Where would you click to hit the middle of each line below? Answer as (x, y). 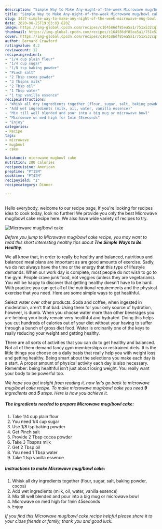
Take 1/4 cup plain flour (35, 416)
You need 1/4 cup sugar (35, 421)
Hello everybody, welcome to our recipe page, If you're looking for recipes (79, 208)
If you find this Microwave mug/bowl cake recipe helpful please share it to (79, 516)
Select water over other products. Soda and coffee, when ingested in (74, 302)
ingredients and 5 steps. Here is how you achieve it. (57, 393)
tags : (10, 136)
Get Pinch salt (26, 432)
